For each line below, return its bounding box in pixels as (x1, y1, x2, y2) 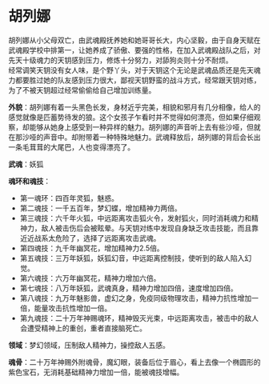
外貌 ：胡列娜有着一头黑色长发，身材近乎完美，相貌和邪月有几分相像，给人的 (8, 102, 261, 112)
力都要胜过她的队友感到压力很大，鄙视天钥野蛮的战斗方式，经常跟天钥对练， (8, 75, 261, 85)
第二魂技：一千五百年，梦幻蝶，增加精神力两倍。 (19, 203, 182, 213)
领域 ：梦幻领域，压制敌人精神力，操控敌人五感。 (8, 340, 170, 350)
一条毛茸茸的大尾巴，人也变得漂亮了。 (8, 142, 134, 152)
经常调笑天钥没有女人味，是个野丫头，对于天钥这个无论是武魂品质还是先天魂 (8, 65, 261, 74)
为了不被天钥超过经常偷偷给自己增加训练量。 (8, 85, 156, 94)
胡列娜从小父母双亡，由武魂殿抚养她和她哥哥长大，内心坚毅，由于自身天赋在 (8, 35, 261, 45)
